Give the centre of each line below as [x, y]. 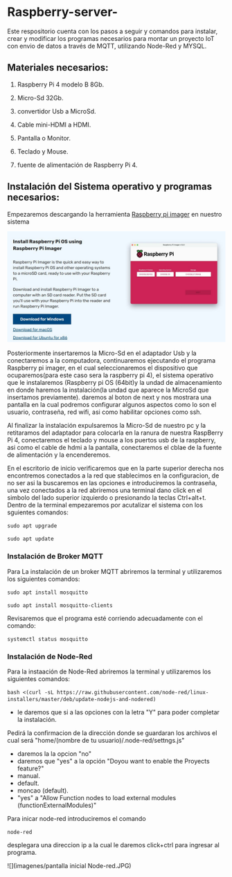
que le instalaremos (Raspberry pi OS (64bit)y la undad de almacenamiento [115, 383]
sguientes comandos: [38, 512]
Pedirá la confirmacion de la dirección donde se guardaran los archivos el [112, 733]
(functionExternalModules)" [57, 805]
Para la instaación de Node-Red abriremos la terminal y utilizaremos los [109, 671]
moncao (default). [43, 790]
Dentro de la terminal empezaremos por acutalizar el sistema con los [105, 505]
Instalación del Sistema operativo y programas [110, 187]
